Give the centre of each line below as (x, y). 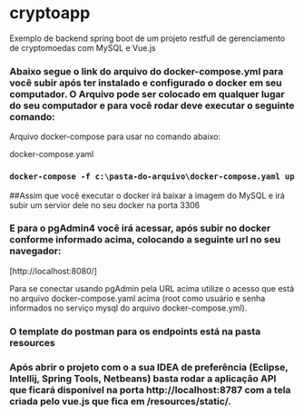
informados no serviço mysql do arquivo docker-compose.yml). (128, 308)
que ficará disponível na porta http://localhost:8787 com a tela (150, 390)
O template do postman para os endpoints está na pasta (135, 332)
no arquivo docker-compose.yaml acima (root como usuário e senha (137, 298)
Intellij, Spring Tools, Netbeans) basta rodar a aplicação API (143, 378)
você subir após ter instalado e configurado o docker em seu (146, 83)
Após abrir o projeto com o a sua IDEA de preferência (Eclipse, (149, 367)
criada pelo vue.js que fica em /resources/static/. (120, 401)
